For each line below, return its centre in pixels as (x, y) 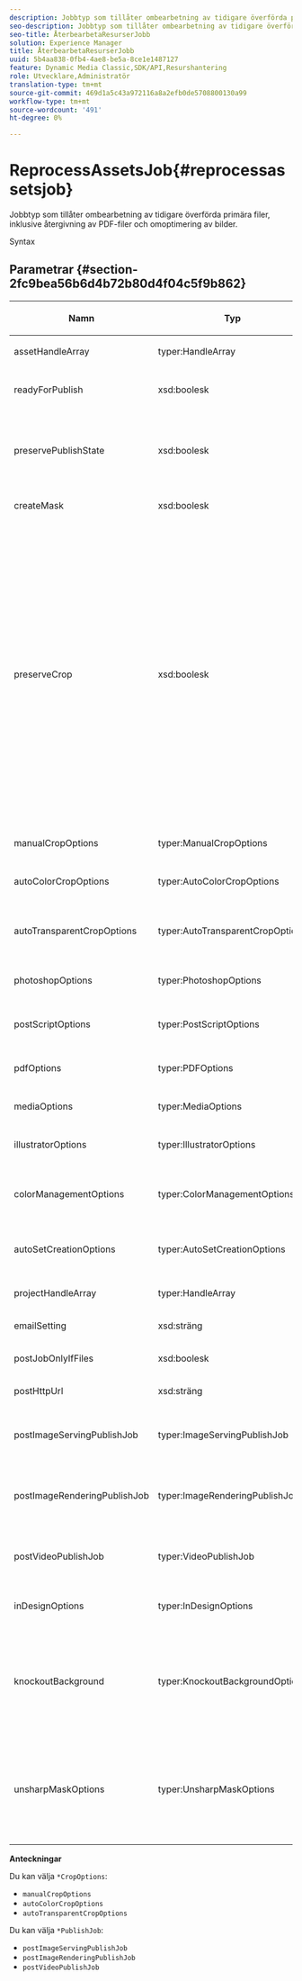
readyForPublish (49, 390)
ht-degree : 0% (36, 118)
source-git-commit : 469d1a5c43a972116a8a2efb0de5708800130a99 (128, 93)
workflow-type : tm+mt (50, 101)
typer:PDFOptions (195, 1067)
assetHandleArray (52, 351)
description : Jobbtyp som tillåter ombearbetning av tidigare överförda (148, 18)
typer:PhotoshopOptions (210, 980)
